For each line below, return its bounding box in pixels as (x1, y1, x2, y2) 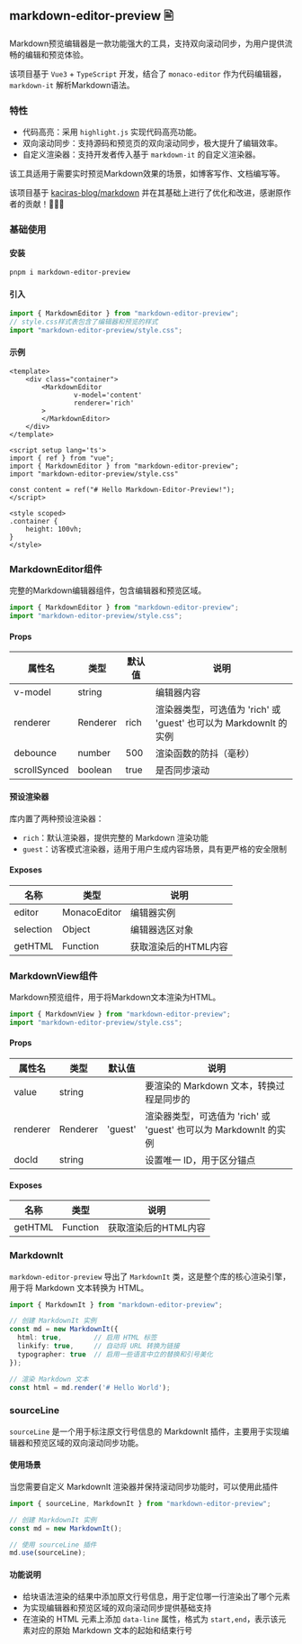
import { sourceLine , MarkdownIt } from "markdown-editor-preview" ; (9, 1499, 271, 1508)
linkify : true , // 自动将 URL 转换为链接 (17, 1342, 180, 1351)
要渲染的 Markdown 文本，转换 (145, 1080, 276, 1092)
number (77, 747, 111, 760)
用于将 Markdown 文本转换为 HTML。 (9, 1282, 149, 1292)
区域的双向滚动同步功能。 (48, 1437, 144, 1448)
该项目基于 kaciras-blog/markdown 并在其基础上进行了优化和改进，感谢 (9, 187, 276, 198)
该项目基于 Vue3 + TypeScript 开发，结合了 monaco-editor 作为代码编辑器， (9, 68, 287, 79)
